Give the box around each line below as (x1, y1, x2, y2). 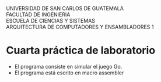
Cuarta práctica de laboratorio (6, 44, 156, 57)
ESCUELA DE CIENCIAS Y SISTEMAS (6, 17, 95, 24)
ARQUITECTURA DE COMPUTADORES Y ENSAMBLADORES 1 (6, 23, 154, 30)
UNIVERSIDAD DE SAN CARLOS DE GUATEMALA (6, 5, 124, 12)
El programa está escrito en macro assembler (14, 69, 124, 76)
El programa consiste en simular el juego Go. (14, 63, 123, 70)
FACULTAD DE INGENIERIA (6, 11, 71, 18)
